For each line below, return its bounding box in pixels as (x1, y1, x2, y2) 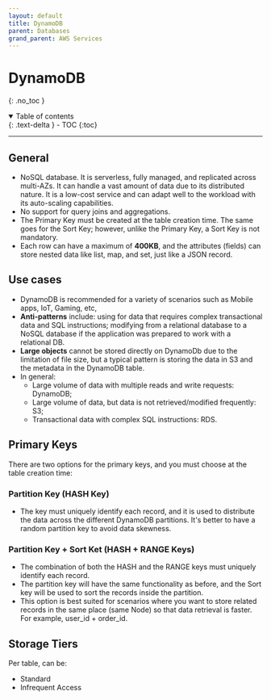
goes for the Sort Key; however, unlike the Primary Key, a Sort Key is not (19, 224, 260, 233)
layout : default (8, 11, 63, 20)
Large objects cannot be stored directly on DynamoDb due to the (19, 346, 238, 355)
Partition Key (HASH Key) (8, 488, 110, 499)
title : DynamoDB (8, 19, 63, 27)
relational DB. (19, 337, 65, 347)
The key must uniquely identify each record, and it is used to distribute (19, 506, 256, 516)
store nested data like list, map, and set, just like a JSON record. (19, 249, 233, 259)
